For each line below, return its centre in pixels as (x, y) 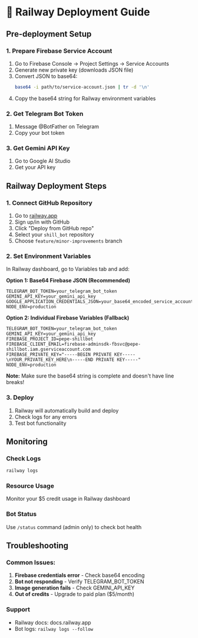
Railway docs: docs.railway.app (53, 622)
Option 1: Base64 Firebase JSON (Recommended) (68, 281)
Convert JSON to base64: (46, 76)
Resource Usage (30, 486)
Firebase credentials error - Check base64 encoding (80, 575)
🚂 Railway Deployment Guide (78, 12)
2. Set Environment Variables (49, 256)
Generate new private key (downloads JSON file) (74, 70)
